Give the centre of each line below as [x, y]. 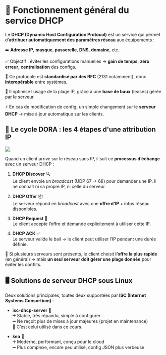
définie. [20, 244]
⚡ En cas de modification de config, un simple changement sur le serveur [81, 107]
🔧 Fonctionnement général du [67, 10]
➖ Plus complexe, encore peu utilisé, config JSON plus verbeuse [78, 347]
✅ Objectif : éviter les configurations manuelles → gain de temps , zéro [77, 61]
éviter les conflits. [23, 264]
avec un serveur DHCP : [30, 164]
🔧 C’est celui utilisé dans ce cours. [47, 327]
